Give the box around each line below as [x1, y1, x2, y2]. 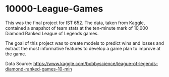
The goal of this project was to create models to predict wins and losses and [5, 40, 164, 46]
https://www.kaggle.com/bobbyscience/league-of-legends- [33, 60, 158, 66]
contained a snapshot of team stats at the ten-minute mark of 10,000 [5, 25, 148, 31]
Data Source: [5, 60, 33, 66]
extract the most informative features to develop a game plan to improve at [5, 45, 161, 51]
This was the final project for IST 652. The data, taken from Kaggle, [5, 20, 145, 26]
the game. [5, 51, 26, 57]
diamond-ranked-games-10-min [5, 66, 72, 72]
